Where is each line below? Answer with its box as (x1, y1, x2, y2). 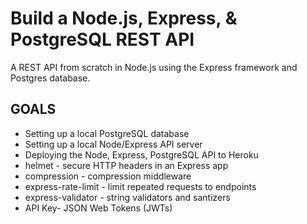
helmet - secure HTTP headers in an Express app (24, 159, 229, 171)
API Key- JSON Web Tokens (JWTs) (24, 202, 173, 214)
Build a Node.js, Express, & (10, 7, 238, 30)
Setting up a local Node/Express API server (24, 138, 203, 150)
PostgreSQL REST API (10, 28, 195, 51)
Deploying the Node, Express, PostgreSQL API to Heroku (24, 148, 259, 161)
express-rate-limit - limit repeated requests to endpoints (24, 180, 257, 192)
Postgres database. (10, 72, 91, 84)
